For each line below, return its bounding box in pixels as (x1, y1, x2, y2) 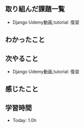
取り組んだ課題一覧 (5, 5, 65, 14)
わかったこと (5, 35, 45, 44)
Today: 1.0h (12, 117, 37, 123)
